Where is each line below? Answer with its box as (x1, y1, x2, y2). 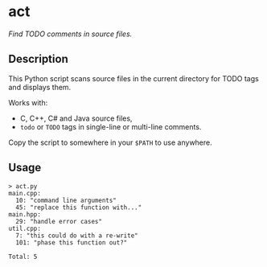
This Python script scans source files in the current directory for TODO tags (8, 73, 259, 83)
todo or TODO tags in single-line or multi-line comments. (19, 121, 202, 131)
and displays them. (8, 82, 72, 92)
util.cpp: (8, 224, 42, 232)
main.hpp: (8, 210, 42, 219)
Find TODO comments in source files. (8, 29, 133, 39)
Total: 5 (8, 253, 38, 261)
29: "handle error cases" (15, 217, 103, 225)
